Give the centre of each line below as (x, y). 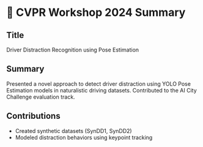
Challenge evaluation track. (41, 97)
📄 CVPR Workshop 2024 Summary (96, 13)
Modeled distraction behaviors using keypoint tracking (84, 137)
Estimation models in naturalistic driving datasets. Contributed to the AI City (102, 90)
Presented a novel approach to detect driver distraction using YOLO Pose (99, 84)
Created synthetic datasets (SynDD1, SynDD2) (74, 130)
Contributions (33, 116)
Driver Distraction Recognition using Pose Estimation (73, 50)
